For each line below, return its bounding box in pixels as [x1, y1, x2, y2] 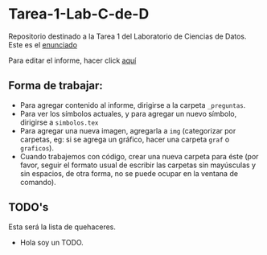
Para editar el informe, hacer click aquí [8, 56, 137, 65]
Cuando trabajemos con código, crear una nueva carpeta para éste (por [19, 151, 259, 161]
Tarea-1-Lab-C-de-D [8, 5, 150, 23]
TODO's [8, 200, 49, 214]
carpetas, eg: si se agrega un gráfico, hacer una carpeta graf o [19, 134, 230, 144]
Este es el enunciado [8, 39, 78, 49]
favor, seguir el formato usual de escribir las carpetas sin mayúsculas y [19, 160, 256, 170]
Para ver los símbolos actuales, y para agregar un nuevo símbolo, [19, 109, 237, 118]
